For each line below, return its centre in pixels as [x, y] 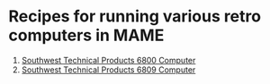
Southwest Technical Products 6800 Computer [108, 60]
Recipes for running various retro [135, 17]
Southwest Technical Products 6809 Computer [108, 70]
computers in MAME [86, 35]
